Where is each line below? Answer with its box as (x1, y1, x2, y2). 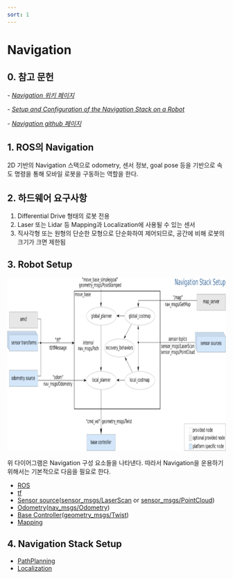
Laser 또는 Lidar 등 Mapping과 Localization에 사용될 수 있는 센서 (17, 221, 196, 229)
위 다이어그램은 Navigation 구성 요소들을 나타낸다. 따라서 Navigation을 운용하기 (7, 459, 224, 467)
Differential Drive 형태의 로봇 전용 (17, 212, 110, 220)
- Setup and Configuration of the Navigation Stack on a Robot (7, 105, 185, 113)
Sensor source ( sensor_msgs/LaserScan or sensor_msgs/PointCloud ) (17, 496, 215, 505)
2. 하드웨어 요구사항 (7, 192, 88, 204)
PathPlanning (17, 556, 55, 565)
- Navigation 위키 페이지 (7, 91, 75, 99)
